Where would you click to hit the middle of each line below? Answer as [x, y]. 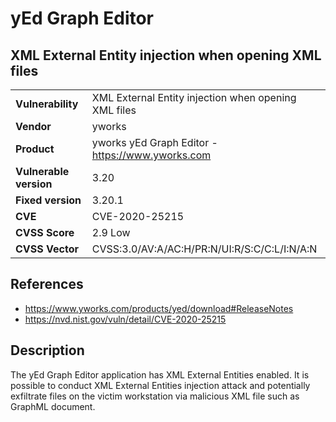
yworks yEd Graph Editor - [154, 142]
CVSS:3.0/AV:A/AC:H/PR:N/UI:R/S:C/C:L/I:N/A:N [204, 249]
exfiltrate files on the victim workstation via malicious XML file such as [155, 396]
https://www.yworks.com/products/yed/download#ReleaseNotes [159, 308]
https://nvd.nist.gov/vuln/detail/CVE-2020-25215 [125, 319]
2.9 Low [111, 232]
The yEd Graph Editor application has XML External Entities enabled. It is [160, 374]
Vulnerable [42, 171]
